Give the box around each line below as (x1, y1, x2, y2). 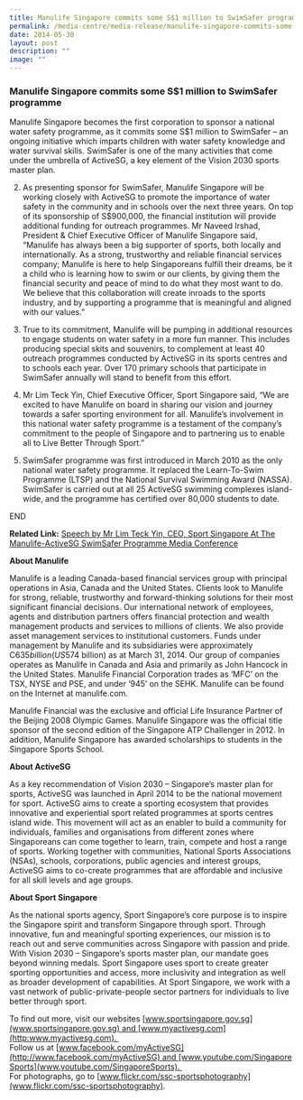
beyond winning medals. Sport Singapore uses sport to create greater (9, 957, 269, 968)
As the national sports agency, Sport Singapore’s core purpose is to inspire (9, 910, 288, 920)
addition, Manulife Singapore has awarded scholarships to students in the (9, 735, 282, 745)
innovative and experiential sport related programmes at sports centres (9, 808, 273, 818)
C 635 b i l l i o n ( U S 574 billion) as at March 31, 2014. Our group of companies (9, 650, 280, 661)
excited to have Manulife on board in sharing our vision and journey (22, 399, 273, 411)
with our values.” (22, 307, 86, 318)
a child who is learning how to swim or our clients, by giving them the (22, 268, 280, 280)
